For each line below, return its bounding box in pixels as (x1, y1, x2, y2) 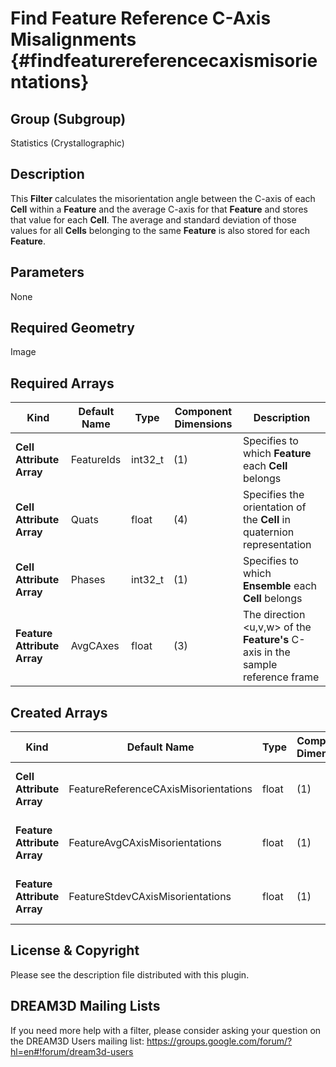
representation (242, 538, 312, 552)
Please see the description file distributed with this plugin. (10, 968, 250, 981)
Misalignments (10, 28, 137, 51)
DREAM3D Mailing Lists (10, 998, 161, 1015)
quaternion (242, 525, 295, 539)
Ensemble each (242, 579, 318, 593)
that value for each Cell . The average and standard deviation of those (10, 213, 297, 226)
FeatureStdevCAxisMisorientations (68, 890, 232, 904)
